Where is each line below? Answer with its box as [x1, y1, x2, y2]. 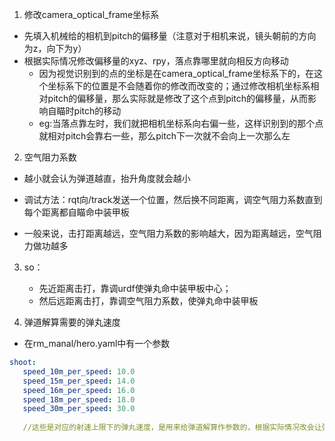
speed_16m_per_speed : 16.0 [22, 385, 136, 395]
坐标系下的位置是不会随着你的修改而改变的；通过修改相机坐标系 [47, 80, 311, 92]
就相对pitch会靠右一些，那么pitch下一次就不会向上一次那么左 [38, 130, 291, 142]
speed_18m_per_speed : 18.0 [22, 394, 136, 405]
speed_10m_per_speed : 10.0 [22, 366, 136, 377]
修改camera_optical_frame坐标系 [23, 9, 160, 20]
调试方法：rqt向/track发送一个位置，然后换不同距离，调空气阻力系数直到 [23, 194, 323, 205]
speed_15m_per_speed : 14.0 [22, 376, 136, 386]
